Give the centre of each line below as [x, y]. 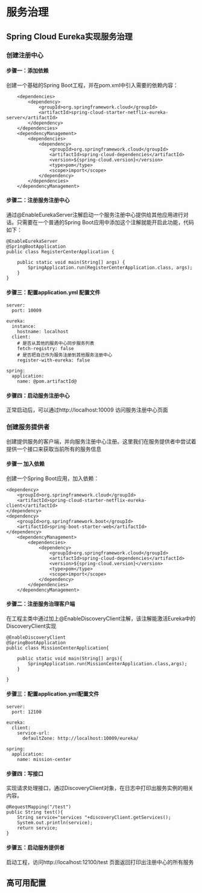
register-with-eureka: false [54, 360]
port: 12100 [27, 712]
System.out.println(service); [55, 823]
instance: [24, 327]
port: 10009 [27, 311]
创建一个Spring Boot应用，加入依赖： [53, 478]
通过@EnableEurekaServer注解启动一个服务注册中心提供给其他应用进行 [95, 215]
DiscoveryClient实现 [31, 626]
